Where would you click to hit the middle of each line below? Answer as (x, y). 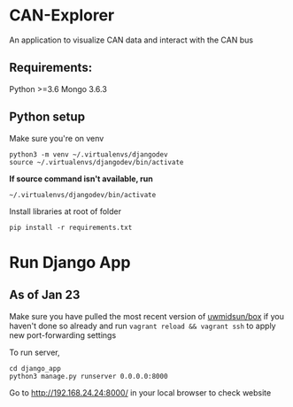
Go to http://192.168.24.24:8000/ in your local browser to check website (140, 392)
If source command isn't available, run (81, 179)
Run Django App (70, 262)
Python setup (47, 117)
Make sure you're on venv (57, 138)
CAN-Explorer (62, 15)
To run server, (35, 352)
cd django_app (35, 368)
